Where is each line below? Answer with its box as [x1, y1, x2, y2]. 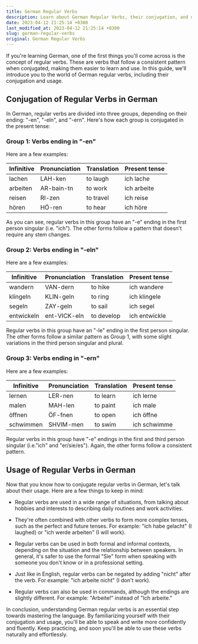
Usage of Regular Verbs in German [6, 465, 136, 475]
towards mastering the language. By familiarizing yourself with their [6, 612, 170, 619]
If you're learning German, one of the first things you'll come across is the [6, 52, 186, 59]
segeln [9, 302, 28, 310]
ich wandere [129, 283, 164, 291]
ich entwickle [129, 312, 166, 320]
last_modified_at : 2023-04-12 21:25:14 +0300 [6, 25, 120, 31]
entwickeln [9, 312, 39, 320]
